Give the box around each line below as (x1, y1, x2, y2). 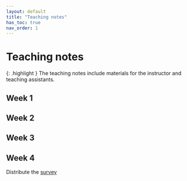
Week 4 (6, 153, 35, 163)
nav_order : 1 (6, 25, 38, 31)
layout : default (6, 8, 46, 15)
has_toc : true (6, 19, 41, 25)
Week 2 (6, 113, 35, 123)
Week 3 (6, 133, 35, 143)
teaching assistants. (6, 76, 55, 83)
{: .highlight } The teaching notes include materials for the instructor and (6, 70, 182, 77)
